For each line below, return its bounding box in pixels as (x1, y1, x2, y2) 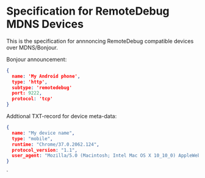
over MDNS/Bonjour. (6, 44, 58, 51)
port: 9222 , (12, 90, 43, 96)
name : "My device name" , (12, 130, 75, 136)
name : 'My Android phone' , (12, 73, 81, 79)
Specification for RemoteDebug (6, 4, 170, 18)
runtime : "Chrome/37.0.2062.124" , (12, 141, 99, 148)
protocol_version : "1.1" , (12, 147, 78, 153)
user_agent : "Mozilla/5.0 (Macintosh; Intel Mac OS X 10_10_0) (12, 152, 176, 159)
